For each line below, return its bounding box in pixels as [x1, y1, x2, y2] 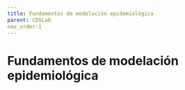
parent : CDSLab [7, 17, 51, 24]
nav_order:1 [7, 23, 42, 30]
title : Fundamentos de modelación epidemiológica [7, 10, 154, 17]
